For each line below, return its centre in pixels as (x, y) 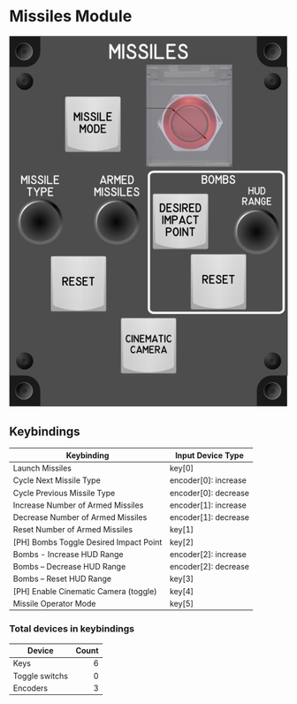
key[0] (182, 468)
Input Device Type (210, 455)
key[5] (182, 603)
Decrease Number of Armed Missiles (80, 517)
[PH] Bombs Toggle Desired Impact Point (88, 542)
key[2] (182, 542)
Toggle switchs (41, 676)
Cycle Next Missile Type (57, 480)
